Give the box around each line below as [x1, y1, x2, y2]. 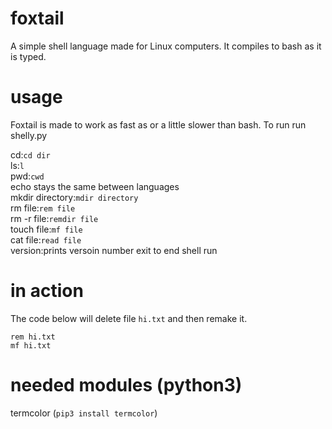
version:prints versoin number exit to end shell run [10, 244, 218, 256]
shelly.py [10, 129, 48, 141]
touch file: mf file [10, 223, 83, 235]
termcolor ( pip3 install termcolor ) [10, 407, 158, 419]
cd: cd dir [10, 148, 51, 161]
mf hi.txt [10, 340, 52, 351]
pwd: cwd [10, 170, 45, 182]
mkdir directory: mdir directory [10, 191, 139, 203]
